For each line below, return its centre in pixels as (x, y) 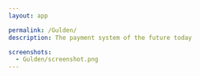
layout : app (28, 16)
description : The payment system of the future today (100, 38)
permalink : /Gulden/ (43, 30)
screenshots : (30, 52)
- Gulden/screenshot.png (57, 60)
